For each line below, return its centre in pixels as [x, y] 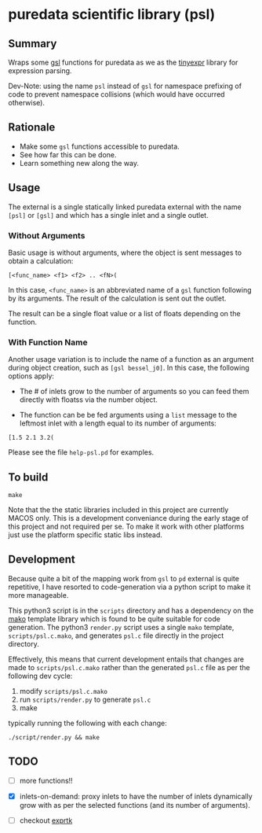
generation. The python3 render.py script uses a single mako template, [121, 627]
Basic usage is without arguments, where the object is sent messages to [125, 252]
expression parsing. [40, 71]
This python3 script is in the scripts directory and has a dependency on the [131, 610]
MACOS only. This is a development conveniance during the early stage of [128, 518]
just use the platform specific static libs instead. [85, 535]
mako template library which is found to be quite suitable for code [115, 618]
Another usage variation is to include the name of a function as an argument [131, 359]
